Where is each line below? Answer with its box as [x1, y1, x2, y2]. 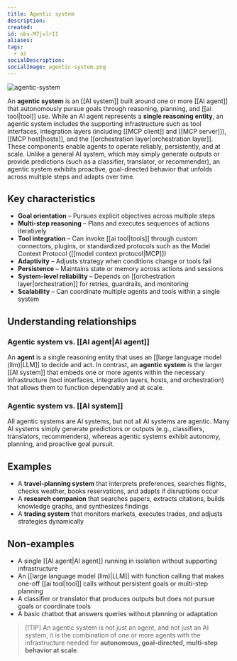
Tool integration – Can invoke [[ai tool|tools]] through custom [17, 234, 198, 243]
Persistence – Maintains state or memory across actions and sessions [17, 265, 224, 273]
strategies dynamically [17, 517, 84, 526]
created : [7, 23, 33, 31]
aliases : [7, 37, 33, 44]
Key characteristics [7, 193, 96, 205]
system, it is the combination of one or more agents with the [24, 631, 201, 640]
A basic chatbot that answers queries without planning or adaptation [17, 610, 218, 618]
